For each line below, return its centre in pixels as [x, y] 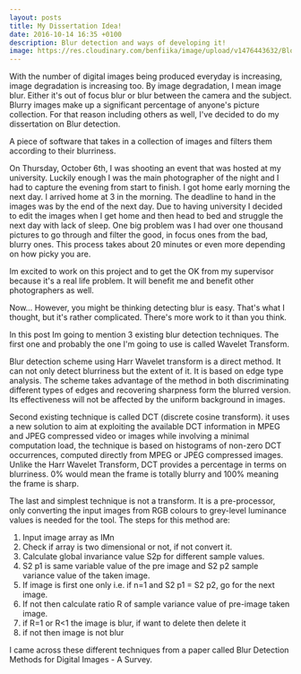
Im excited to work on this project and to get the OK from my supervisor [142, 272]
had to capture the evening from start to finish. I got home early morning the [150, 187]
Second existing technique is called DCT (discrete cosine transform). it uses [150, 417]
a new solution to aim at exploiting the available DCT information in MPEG [145, 427]
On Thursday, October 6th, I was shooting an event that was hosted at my [146, 168]
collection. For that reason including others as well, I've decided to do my [144, 115]
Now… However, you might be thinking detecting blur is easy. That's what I [147, 308]
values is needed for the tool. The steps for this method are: [120, 520]
